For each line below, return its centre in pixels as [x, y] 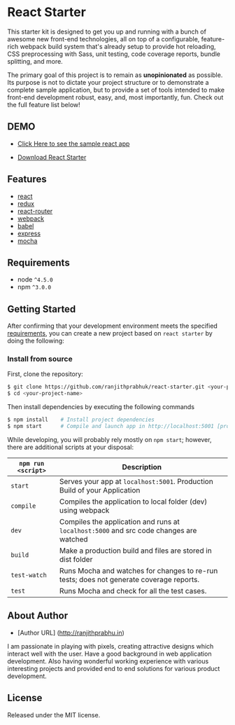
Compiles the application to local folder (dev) [133, 502]
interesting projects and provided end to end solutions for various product [114, 668]
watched [74, 539]
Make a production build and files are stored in [135, 551]
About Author [38, 616]
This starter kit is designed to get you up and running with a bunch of [107, 32]
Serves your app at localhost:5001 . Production [136, 481]
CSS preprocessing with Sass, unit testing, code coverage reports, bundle [114, 54]
